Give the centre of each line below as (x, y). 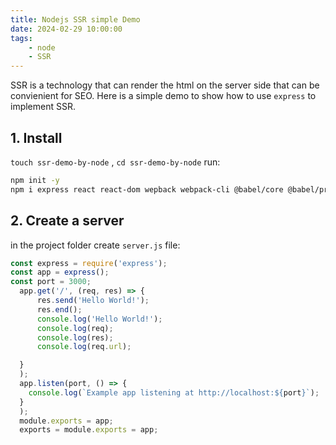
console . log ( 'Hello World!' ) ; (99, 319)
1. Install (36, 137)
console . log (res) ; (75, 337)
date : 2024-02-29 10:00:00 (66, 29)
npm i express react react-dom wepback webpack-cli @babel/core (147, 189)
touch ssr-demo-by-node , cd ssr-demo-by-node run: (115, 162)
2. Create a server (67, 221)
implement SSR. (43, 107)
